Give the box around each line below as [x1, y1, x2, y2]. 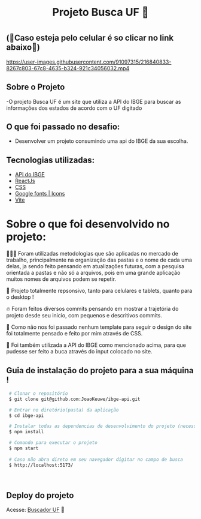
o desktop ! [6, 293, 34, 301]
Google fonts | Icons [14, 190, 65, 197]
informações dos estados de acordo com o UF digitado [6, 104, 142, 112]
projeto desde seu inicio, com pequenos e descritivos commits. [6, 312, 163, 319]
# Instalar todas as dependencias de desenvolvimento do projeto [8, 423, 175, 430]
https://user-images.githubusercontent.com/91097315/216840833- [6, 58, 172, 65]
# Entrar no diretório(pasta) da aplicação [8, 407, 119, 413]
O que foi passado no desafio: [6, 122, 120, 131]
